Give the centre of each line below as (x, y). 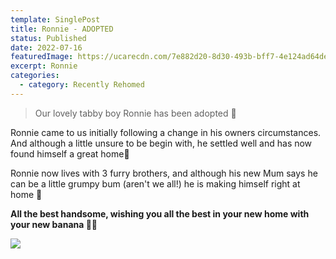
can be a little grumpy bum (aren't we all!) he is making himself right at (155, 183)
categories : (35, 76)
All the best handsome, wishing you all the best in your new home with (160, 213)
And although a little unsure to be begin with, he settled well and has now (161, 143)
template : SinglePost (55, 19)
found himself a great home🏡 (70, 153)
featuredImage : (42, 57)
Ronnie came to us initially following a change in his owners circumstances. (166, 132)
